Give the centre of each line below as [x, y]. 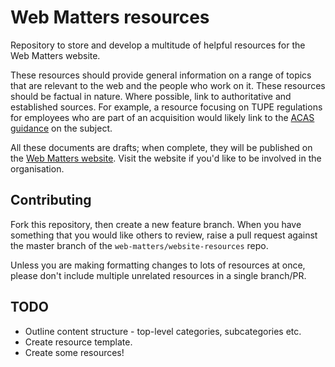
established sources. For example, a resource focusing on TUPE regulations [166, 107]
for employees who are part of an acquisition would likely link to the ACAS [162, 117]
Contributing [51, 200]
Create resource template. [78, 342]
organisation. [37, 168]
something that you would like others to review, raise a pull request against [164, 235]
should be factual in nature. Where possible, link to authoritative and [151, 96]
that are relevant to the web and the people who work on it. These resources [168, 85]
